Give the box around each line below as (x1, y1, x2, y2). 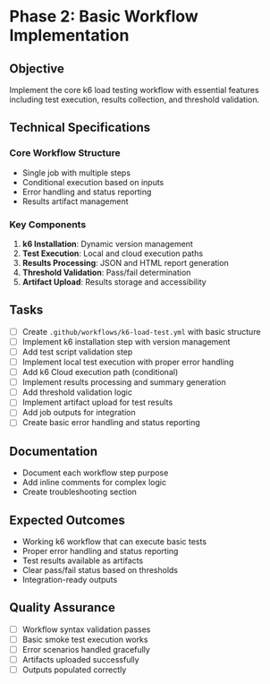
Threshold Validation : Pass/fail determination (21, 267, 191, 278)
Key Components (9, 218, 87, 230)
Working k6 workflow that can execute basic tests (21, 536, 207, 547)
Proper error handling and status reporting (21, 546, 179, 557)
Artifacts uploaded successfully (21, 654, 140, 665)
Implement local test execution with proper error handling (21, 356, 234, 367)
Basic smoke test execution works (21, 634, 148, 645)
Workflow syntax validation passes (21, 624, 151, 635)
